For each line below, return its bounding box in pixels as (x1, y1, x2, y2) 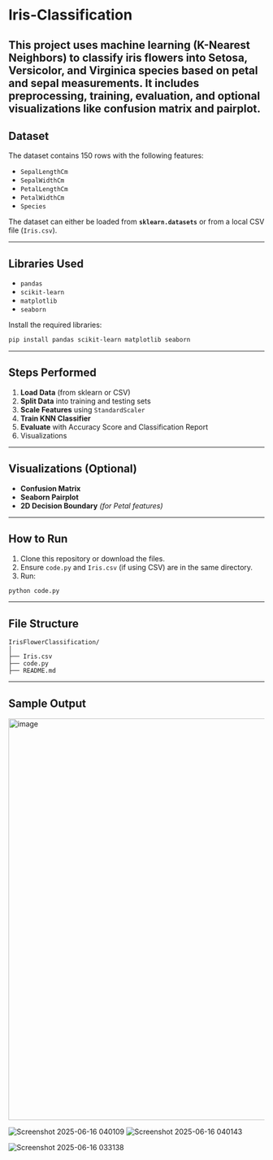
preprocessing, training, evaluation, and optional (8, 89, 261, 102)
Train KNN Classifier (19, 413, 91, 423)
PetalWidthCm (19, 194, 65, 203)
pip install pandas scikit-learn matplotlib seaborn (8, 336, 191, 344)
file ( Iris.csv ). (8, 225, 58, 235)
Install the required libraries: (8, 320, 102, 330)
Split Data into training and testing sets (19, 396, 152, 406)
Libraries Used (8, 256, 84, 270)
